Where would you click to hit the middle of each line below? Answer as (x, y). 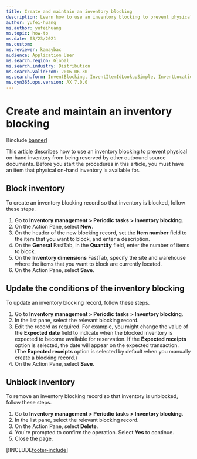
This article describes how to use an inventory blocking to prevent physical (97, 151)
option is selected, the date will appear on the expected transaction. (96, 345)
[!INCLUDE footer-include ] (37, 450)
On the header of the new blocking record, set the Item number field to (101, 233)
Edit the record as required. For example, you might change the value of (101, 327)
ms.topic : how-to (27, 33)
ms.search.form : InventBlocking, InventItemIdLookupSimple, (81, 77)
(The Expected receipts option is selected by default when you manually (103, 351)
